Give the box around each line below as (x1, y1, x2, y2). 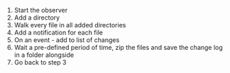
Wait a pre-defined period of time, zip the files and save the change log (13, 44, 224, 51)
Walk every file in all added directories (13, 21, 126, 29)
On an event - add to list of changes (13, 36, 120, 44)
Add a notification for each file (13, 28, 103, 36)
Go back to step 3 (13, 58, 67, 66)
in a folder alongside (13, 51, 75, 59)
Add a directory (13, 13, 60, 22)
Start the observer (13, 6, 68, 14)
